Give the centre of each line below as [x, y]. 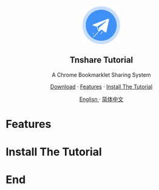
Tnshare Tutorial [101, 60]
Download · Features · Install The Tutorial [101, 86]
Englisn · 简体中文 [101, 99]
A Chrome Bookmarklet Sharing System [101, 75]
